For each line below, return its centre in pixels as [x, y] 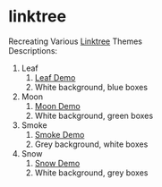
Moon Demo [58, 106]
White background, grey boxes [91, 173]
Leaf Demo [55, 77]
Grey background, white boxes [91, 144]
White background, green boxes [94, 115]
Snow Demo [57, 163]
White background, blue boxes [91, 87]
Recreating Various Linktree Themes [75, 41]
